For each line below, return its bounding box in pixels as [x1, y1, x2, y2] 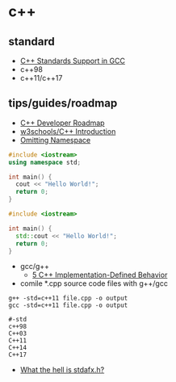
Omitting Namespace [19, 135, 91, 145]
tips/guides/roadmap [8, 96, 118, 111]
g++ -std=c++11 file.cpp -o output [8, 294, 128, 303]
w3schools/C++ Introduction [19, 126, 116, 136]
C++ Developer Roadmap [19, 118, 105, 128]
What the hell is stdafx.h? [19, 365, 105, 375]
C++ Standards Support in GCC [19, 56, 125, 65]
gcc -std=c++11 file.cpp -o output [8, 301, 128, 309]
